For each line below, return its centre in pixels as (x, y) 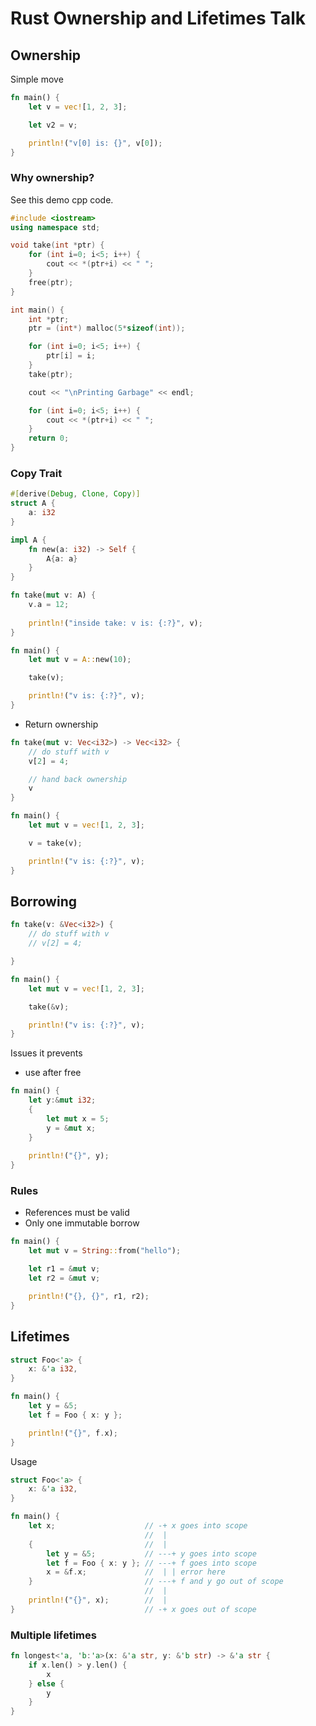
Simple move (37, 79)
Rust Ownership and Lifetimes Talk (158, 18)
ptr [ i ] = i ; (71, 356)
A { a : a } (62, 558)
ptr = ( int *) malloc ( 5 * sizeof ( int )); (107, 328)
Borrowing (43, 901)
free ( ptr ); (51, 282)
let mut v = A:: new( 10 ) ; (80, 660)
